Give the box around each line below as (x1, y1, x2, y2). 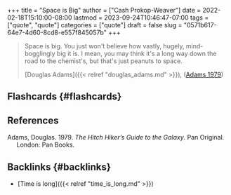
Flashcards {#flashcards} (7, 90, 121, 102)
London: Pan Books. (16, 140, 75, 149)
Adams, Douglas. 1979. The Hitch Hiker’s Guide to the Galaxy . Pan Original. (7, 133, 225, 142)
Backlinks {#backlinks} (7, 161, 111, 173)
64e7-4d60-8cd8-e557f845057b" (7, 28, 107, 36)
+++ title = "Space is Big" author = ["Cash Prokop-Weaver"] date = (7, 6, 202, 14)
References (7, 114, 59, 126)
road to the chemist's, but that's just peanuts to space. (24, 57, 183, 65)
